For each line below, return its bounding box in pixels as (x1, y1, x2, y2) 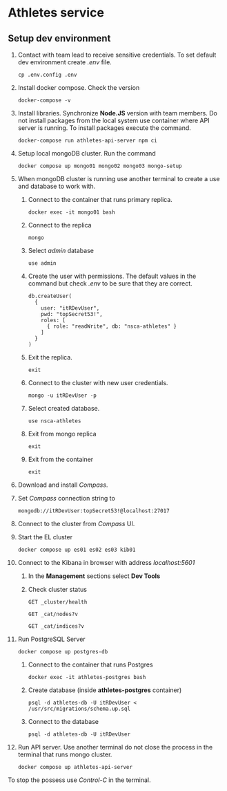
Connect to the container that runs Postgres (28, 660, 154, 669)
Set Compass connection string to (17, 494, 116, 502)
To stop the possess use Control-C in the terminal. (8, 776, 151, 784)
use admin (28, 260, 57, 267)
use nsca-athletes (28, 418, 81, 425)
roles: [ (41, 317, 66, 324)
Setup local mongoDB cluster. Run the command (17, 149, 156, 157)
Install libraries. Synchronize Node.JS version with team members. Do (17, 109, 218, 117)
